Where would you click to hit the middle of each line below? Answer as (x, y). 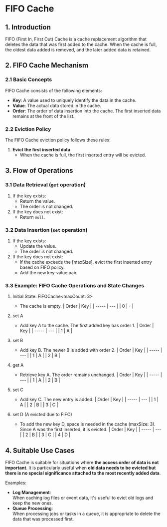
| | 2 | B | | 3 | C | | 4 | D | (45, 435)
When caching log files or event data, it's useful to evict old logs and (83, 498)
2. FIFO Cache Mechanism (47, 65)
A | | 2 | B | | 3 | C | (39, 405)
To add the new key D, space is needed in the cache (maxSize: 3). (88, 424)
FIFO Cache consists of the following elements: (54, 90)
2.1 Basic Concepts (29, 79)
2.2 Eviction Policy (28, 129)
